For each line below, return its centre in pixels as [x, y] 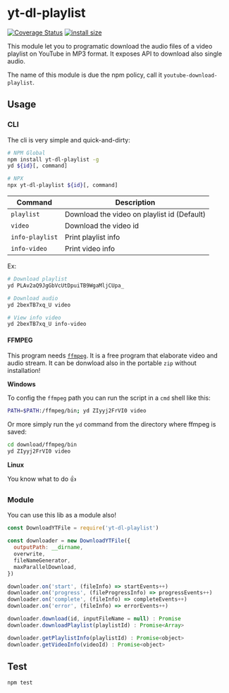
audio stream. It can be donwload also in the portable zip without [102, 363]
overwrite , [30, 554]
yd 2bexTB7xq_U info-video [47, 324]
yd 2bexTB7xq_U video [39, 305]
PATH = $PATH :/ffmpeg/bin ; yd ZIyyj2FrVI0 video [77, 411]
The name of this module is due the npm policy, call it [85, 75]
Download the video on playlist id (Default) [135, 214]
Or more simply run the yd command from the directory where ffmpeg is [112, 424]
